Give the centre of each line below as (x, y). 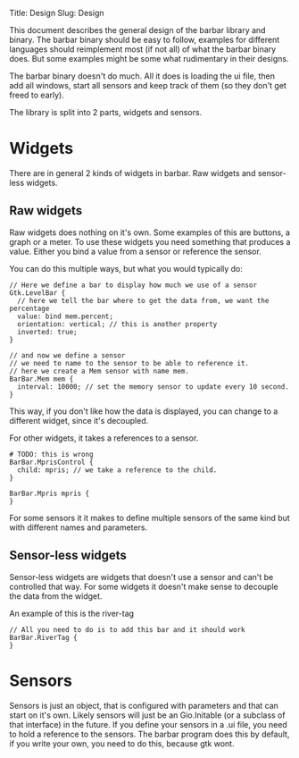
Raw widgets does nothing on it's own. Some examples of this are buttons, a (149, 232)
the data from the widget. (56, 596)
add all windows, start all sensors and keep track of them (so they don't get (148, 85)
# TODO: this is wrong (51, 454)
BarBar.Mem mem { (42, 379)
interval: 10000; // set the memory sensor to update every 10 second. (154, 387)
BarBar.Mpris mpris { (50, 493)
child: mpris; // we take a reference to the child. (117, 470)
